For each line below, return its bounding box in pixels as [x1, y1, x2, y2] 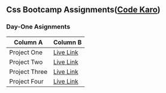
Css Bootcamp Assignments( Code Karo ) [6, 5, 161, 15]
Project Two [9, 58, 43, 66]
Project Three [9, 67, 48, 76]
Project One [9, 48, 43, 56]
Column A [14, 38, 43, 46]
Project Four [9, 77, 44, 85]
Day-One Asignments [6, 23, 71, 31]
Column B [53, 38, 82, 46]
